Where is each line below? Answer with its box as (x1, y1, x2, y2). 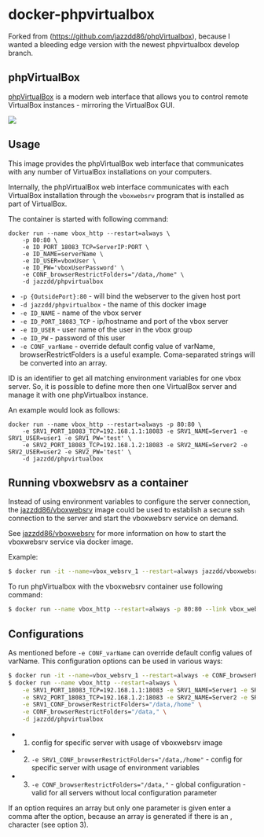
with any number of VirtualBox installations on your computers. (8, 167, 212, 176)
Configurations (8, 627, 84, 641)
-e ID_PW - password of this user (19, 332, 126, 343)
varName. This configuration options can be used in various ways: (8, 656, 223, 666)
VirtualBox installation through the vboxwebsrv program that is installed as (8, 190, 245, 200)
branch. (8, 48, 34, 57)
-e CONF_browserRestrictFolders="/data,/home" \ (22, 270, 185, 278)
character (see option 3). (8, 820, 89, 830)
